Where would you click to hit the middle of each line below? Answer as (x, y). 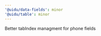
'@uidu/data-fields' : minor (34, 10)
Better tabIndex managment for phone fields (50, 28)
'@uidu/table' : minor (27, 14)
